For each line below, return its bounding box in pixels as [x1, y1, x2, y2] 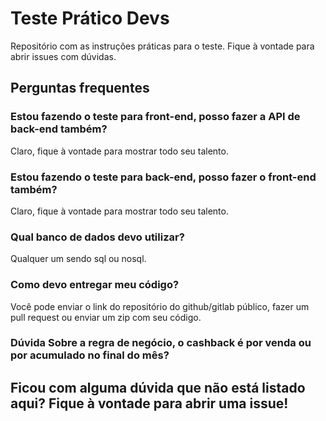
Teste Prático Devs [10, 7, 170, 30]
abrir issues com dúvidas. [10, 50, 117, 62]
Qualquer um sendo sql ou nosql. [10, 253, 147, 265]
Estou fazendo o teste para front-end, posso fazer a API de [10, 110, 301, 124]
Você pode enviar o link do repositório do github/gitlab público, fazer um [10, 300, 310, 312]
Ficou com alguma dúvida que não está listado [10, 379, 306, 396]
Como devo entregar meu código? [10, 278, 180, 292]
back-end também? [10, 122, 108, 136]
